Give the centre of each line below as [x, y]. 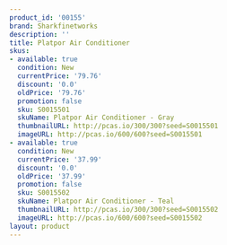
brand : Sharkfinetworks [54, 26]
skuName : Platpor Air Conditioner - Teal [96, 201]
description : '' [39, 34]
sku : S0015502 [44, 193]
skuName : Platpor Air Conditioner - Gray [96, 118]
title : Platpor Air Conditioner [70, 43]
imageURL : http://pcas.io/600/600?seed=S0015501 [110, 135]
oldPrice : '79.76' [52, 92]
